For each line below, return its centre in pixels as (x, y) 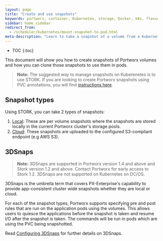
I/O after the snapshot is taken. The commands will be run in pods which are (81, 219)
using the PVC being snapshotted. (39, 224)
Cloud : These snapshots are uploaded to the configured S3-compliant (82, 131)
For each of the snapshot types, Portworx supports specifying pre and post (81, 203)
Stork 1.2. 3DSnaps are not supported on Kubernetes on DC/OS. (81, 174)
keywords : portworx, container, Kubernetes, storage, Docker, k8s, (75, 18)
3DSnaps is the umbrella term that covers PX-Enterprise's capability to (76, 183)
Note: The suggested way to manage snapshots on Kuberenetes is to (86, 74)
